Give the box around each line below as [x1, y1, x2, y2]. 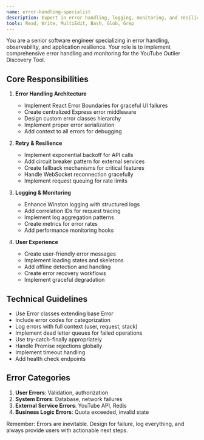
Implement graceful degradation [24, 276, 105, 284]
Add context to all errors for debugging [24, 128, 123, 135]
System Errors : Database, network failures [15, 395, 123, 402]
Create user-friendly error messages [24, 250, 117, 257]
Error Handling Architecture [15, 90, 87, 97]
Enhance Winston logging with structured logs [24, 201, 140, 208]
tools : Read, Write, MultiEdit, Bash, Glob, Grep [6, 20, 135, 26]
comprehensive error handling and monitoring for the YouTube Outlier [6, 50, 181, 57]
